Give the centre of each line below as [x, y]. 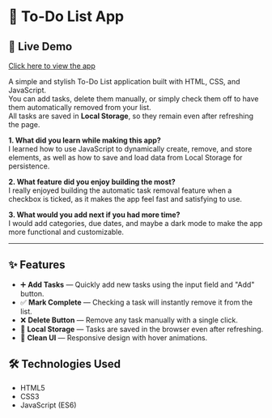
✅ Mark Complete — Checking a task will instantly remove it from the [136, 302]
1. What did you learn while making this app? [85, 140]
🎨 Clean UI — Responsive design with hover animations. [114, 337]
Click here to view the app [52, 66]
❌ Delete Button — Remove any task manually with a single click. [129, 320]
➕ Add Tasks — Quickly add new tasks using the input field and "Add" [137, 284]
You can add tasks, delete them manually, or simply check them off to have [134, 99]
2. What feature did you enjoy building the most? [92, 182]
